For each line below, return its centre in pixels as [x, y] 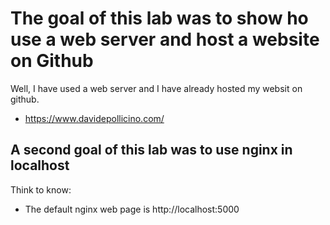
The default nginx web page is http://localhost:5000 [132, 209]
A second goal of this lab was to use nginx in [151, 150]
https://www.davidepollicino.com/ [94, 118]
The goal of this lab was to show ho [159, 18]
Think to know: [41, 189]
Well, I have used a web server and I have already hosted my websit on [156, 88]
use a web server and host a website [165, 39]
